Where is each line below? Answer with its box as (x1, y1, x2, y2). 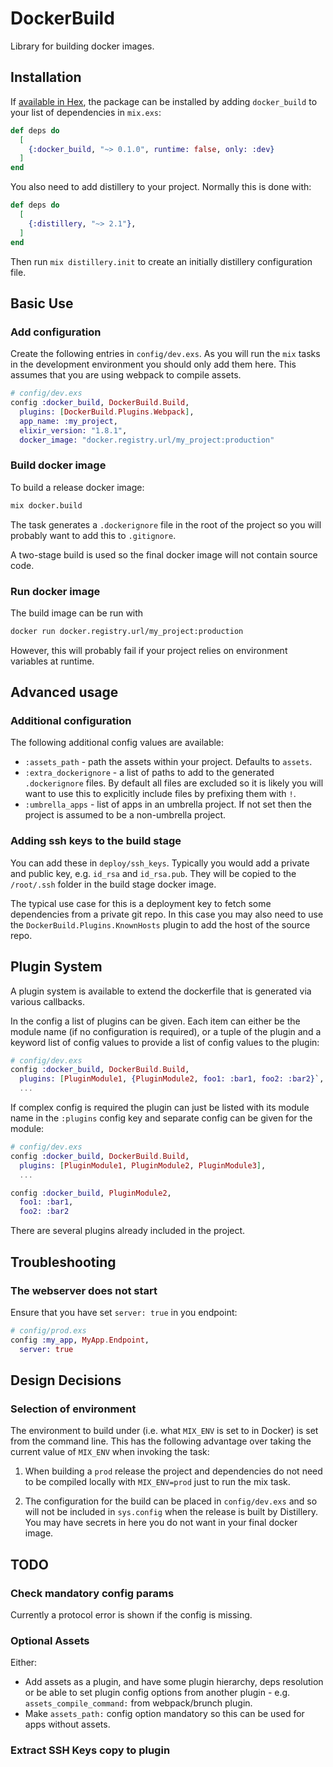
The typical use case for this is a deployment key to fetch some (10, 897, 272, 909)
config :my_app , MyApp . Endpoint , (10, 1335, 150, 1345)
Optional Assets (10, 1633, 90, 1647)
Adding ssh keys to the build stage (10, 834, 182, 848)
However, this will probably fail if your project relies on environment (10, 644, 288, 656)
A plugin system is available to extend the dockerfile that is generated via (10, 985, 312, 997)
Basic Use (10, 295, 74, 312)
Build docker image (10, 458, 107, 472)
